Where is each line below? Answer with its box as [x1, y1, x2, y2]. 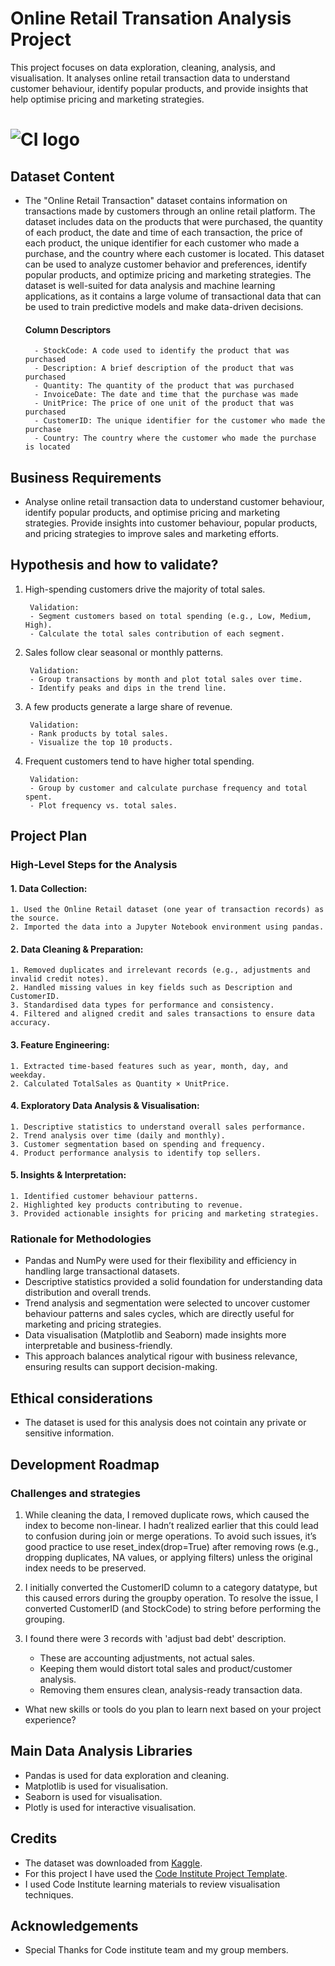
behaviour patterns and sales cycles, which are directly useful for [24, 1308, 295, 1320]
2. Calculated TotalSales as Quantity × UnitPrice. [10, 1078, 230, 1089]
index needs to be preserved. [24, 1562, 147, 1574]
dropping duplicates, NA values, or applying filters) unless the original [24, 1551, 313, 1563]
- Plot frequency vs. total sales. [29, 800, 178, 811]
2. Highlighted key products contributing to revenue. [10, 1200, 244, 1211]
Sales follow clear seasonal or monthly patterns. [24, 646, 224, 658]
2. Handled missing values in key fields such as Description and [10, 983, 293, 993]
